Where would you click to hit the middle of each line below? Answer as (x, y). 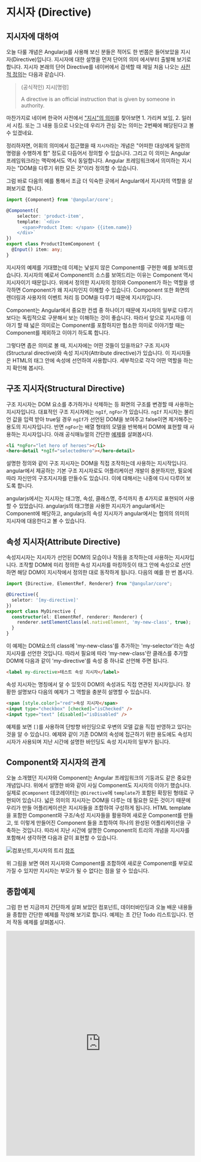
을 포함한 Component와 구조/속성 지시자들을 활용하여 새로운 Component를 (94, 815)
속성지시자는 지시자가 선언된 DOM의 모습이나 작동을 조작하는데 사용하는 (90, 557)
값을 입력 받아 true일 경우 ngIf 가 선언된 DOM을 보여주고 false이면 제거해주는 (103, 419)
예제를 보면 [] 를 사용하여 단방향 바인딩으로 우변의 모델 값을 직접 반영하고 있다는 (99, 726)
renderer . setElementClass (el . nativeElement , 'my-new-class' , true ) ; (104, 622)
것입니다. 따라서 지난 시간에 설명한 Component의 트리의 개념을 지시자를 (106, 830)
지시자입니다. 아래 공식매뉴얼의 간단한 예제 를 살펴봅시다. (88, 434)
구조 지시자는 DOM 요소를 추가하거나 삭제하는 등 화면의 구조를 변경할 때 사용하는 (100, 404)
